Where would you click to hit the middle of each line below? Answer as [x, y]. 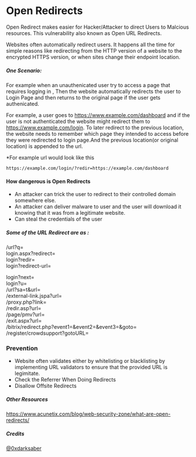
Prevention [22, 348]
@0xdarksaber [24, 448]
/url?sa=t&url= [23, 290]
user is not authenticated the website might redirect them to [78, 121]
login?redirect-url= [29, 266]
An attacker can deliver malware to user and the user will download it [98, 207]
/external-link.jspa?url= [34, 296]
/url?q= [15, 248]
